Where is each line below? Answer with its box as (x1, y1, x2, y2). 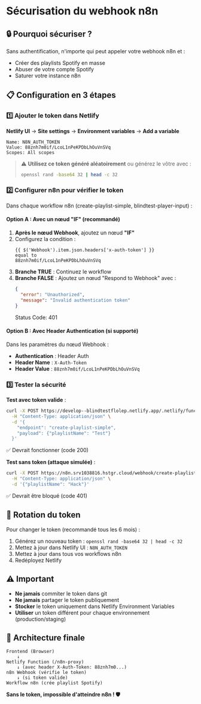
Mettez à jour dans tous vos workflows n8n (14, 550, 121, 557)
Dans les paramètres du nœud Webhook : (6, 341, 109, 348)
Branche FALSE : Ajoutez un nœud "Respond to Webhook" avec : (14, 275, 176, 282)
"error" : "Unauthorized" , (20, 291, 85, 297)
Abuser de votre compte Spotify (14, 66, 95, 73)
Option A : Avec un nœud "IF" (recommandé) (6, 216, 121, 223)
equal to (14, 252, 37, 258)
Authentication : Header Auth (14, 352, 89, 359)
